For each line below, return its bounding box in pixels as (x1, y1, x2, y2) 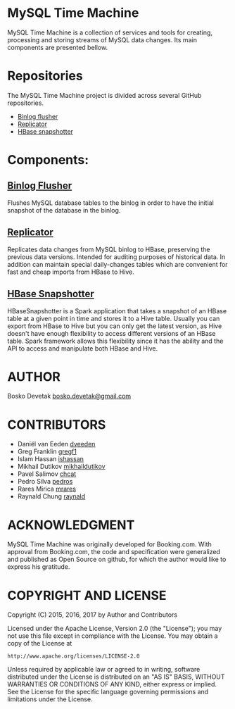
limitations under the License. (7, 695, 93, 703)
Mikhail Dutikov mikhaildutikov (17, 463, 106, 471)
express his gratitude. (7, 563, 70, 571)
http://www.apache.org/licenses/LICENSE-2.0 (7, 653, 140, 660)
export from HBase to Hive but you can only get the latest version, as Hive (7, 322, 222, 330)
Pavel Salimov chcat (17, 470, 77, 478)
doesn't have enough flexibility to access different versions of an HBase (7, 329, 216, 337)
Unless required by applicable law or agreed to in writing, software (7, 665, 201, 674)
